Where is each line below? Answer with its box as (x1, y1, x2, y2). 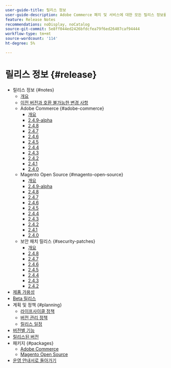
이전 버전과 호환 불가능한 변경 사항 (20, 99, 89, 105)
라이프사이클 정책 (20, 308, 55, 314)
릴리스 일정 (20, 320, 42, 327)
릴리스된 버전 (12, 333, 39, 340)
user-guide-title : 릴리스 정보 (5, 7, 66, 13)
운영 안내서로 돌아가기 (12, 357, 57, 363)
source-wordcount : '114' (5, 36, 58, 41)
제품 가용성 (12, 289, 35, 295)
